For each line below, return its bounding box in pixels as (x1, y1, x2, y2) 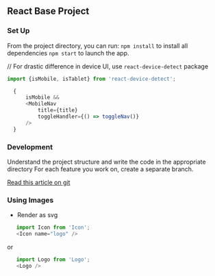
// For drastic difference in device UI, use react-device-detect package (7, 62, 209, 71)
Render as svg (16, 211, 58, 219)
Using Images (7, 195, 54, 205)
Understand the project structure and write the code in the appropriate (7, 158, 207, 166)
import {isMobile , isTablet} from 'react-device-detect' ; (7, 75, 176, 82)
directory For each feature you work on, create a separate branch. (7, 164, 194, 173)
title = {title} (37, 107, 78, 114)
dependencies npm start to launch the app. (7, 49, 129, 57)
